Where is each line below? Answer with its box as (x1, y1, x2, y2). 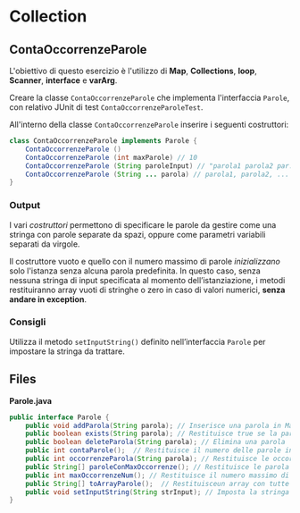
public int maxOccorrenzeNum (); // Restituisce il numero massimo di (25, 471, 290, 480)
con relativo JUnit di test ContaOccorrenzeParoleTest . (9, 102, 204, 113)
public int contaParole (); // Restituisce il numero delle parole (25, 446, 281, 455)
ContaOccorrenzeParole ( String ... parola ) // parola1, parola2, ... (25, 170, 290, 179)
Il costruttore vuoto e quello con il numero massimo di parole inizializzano (9, 256, 281, 266)
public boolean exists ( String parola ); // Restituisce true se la (25, 429, 278, 439)
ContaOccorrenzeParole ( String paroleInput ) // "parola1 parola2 (25, 161, 274, 171)
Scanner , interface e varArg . (9, 75, 118, 86)
